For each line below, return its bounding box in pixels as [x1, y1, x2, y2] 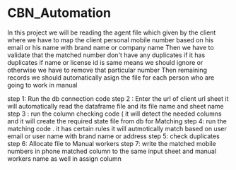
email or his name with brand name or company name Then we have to [7, 43, 214, 51]
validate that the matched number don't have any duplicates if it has [7, 51, 206, 59]
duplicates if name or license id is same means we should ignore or [7, 58, 203, 66]
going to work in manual [7, 80, 78, 89]
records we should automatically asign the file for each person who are [7, 73, 215, 82]
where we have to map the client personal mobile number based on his [7, 35, 214, 44]
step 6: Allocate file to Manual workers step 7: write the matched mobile [7, 139, 217, 147]
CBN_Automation [7, 5, 112, 21]
